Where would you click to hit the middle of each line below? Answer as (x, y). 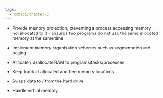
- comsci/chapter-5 (29, 14)
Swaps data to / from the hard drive (48, 81)
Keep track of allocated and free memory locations (63, 71)
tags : (10, 9)
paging (19, 53)
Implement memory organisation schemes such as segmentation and (81, 48)
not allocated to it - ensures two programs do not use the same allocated (85, 33)
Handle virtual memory (35, 90)
